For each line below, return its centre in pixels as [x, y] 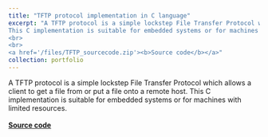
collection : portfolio [46, 61]
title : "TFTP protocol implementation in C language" [100, 16]
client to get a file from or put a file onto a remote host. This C [110, 91]
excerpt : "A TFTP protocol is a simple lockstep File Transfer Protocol [132, 23]
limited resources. [38, 108]
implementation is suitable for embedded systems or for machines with [125, 100]
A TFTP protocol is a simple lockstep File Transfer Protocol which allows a [130, 82]
